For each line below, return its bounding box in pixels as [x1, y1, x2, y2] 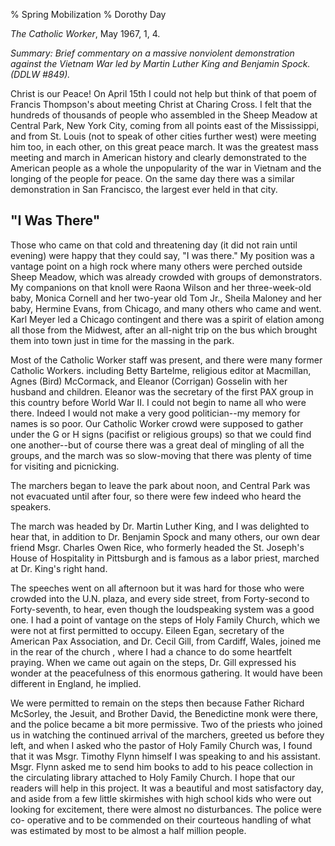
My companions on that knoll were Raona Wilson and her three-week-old [10, 281, 312, 293]
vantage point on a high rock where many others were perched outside [10, 260, 303, 272]
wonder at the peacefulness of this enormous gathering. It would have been [10, 667, 323, 679]
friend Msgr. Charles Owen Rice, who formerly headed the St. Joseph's [10, 541, 305, 553]
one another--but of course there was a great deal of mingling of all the [10, 439, 305, 451]
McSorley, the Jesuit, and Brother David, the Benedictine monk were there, [10, 707, 319, 719]
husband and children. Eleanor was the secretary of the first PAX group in [10, 385, 314, 398]
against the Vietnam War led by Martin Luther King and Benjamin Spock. [10, 58, 311, 69]
